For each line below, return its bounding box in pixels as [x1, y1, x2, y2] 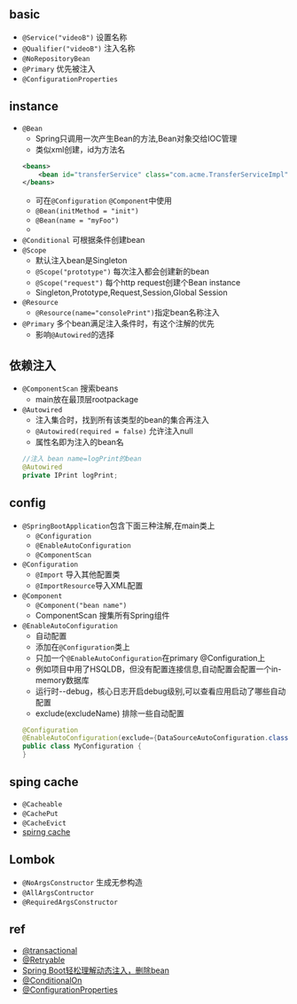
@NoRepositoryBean [21, 54, 90, 63]
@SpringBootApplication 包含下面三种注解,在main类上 [21, 520, 215, 531]
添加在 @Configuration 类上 [35, 642, 130, 652]
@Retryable [21, 954, 66, 965]
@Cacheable [21, 799, 63, 809]
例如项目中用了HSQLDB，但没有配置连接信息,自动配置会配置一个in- [35, 664, 282, 674]
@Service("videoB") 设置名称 [21, 31, 128, 43]
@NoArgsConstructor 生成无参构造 [21, 876, 144, 887]
